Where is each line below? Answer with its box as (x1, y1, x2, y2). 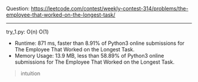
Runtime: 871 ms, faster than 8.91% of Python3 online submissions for (14, 40, 184, 47)
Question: (6, 5, 30, 12)
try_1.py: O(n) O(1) (6, 28, 49, 35)
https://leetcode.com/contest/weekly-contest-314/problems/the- (31, 5, 189, 12)
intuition (20, 70, 41, 77)
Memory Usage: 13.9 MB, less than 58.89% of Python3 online (14, 53, 164, 59)
